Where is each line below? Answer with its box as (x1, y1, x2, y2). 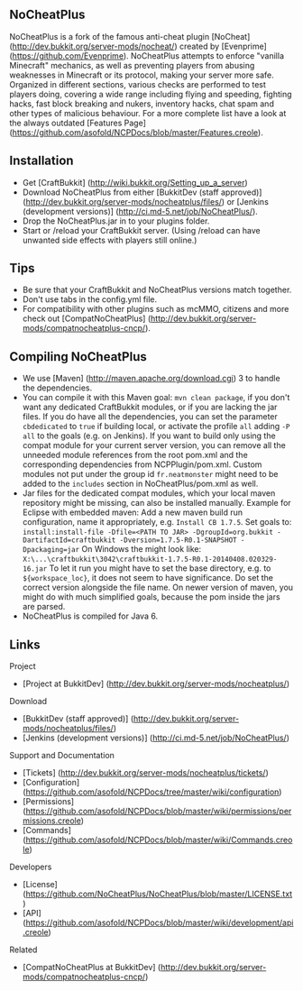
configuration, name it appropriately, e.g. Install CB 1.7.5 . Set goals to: (22, 517, 292, 528)
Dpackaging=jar (22, 546, 80, 555)
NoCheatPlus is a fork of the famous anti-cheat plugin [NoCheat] (9, 31, 251, 41)
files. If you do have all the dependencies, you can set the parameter (22, 411, 278, 422)
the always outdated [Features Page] (9, 117, 147, 128)
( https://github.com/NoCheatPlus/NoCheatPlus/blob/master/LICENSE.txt (22, 888, 293, 900)
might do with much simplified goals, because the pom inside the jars (22, 592, 281, 602)
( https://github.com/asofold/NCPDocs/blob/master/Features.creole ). (9, 126, 263, 138)
